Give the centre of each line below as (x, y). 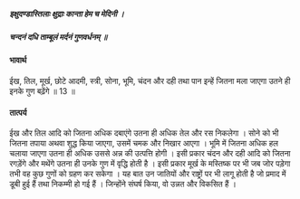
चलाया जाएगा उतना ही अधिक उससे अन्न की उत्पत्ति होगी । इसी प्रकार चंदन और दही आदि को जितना (150, 154)
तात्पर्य (18, 112)
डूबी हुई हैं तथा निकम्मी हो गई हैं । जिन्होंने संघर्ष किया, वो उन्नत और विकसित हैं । (123, 184)
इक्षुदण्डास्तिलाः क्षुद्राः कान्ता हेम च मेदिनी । (67, 14)
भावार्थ (18, 61)
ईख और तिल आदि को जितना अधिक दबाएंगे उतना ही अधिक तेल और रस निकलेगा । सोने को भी (144, 133)
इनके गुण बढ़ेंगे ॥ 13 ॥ (42, 90)
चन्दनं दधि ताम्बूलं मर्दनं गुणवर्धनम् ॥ (58, 36)
